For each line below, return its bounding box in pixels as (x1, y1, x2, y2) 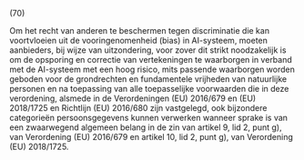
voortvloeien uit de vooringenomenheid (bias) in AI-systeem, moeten (9, 35, 269, 45)
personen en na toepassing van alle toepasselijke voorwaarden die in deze (9, 84, 289, 94)
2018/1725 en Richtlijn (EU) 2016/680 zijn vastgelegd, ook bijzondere (9, 103, 268, 113)
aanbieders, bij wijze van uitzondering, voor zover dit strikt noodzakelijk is (9, 45, 287, 55)
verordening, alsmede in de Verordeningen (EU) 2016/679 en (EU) (9, 93, 257, 104)
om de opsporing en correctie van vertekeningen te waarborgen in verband (9, 55, 293, 65)
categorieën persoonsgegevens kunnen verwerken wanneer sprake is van (9, 113, 289, 123)
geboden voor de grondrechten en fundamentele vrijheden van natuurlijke (9, 74, 288, 85)
